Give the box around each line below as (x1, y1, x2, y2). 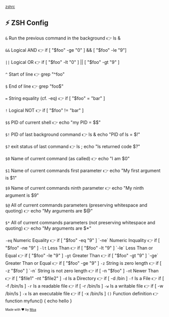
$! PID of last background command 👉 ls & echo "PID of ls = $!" (5, 131, 140, 137)
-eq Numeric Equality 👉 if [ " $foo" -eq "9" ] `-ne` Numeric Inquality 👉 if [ (5, 237, 160, 243)
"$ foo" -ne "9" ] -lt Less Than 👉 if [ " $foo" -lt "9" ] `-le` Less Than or (5, 244, 153, 251)
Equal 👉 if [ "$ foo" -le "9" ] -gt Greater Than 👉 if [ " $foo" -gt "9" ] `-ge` (5, 252, 158, 258)
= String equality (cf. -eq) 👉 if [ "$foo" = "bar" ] (5, 95, 105, 101)
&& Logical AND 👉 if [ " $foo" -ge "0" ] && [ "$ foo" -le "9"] (5, 47, 127, 53)
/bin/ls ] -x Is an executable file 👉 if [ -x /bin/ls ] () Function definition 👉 (5, 290, 158, 296)
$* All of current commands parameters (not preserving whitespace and (5, 219, 155, 225)
